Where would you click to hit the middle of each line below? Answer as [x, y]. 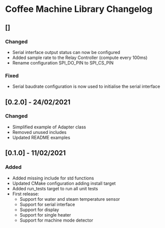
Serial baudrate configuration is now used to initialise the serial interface [86, 86]
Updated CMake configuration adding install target [64, 183]
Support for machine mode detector [56, 220]
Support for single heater [45, 215]
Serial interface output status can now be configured [66, 52]
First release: [26, 194]
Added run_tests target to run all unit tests [55, 188]
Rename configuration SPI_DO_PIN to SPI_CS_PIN [63, 62]
